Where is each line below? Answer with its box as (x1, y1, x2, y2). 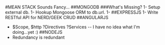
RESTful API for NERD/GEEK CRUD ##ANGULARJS (5, 15, 109, 20)
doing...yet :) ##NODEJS (12, 29, 63, 35)
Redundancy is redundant (12, 34, 65, 40)
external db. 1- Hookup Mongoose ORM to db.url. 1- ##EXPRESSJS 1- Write (5, 9, 159, 15)
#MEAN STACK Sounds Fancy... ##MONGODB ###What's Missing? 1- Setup (5, 4, 161, 10)
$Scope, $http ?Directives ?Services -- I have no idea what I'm (12, 24, 140, 30)
